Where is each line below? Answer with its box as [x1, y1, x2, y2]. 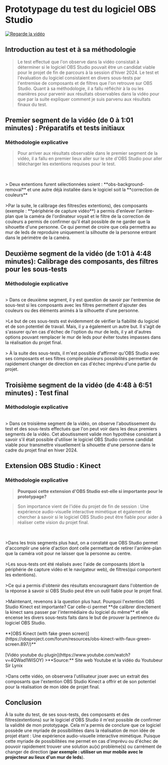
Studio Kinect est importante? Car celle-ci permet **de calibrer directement [5, 604, 161, 610]
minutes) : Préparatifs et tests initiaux [5, 124, 125, 133]
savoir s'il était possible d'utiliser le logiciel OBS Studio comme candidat [5, 436, 153, 443]
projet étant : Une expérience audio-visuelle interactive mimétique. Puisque [5, 733, 160, 739]
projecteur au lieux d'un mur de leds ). [5, 754, 85, 760]
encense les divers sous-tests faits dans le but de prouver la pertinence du [5, 614, 160, 620]
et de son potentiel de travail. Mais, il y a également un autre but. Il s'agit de [5, 323, 161, 330]
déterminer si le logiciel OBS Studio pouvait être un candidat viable [17, 64, 155, 70]
